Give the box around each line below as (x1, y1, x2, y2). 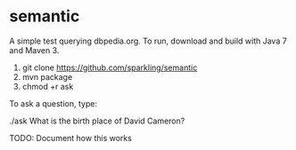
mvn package (21, 71, 73, 82)
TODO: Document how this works (9, 132, 132, 143)
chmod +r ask (21, 81, 74, 91)
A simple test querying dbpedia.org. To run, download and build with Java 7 (9, 36, 287, 46)
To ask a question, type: (9, 98, 98, 108)
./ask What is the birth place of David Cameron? (9, 115, 185, 126)
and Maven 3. (9, 44, 60, 55)
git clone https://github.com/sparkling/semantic (21, 62, 198, 73)
